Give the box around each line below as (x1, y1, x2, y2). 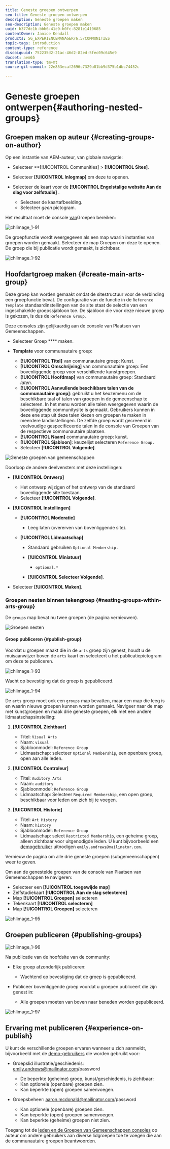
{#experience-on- (84, 1024, 144, 1032)
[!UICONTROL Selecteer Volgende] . (27, 574, 104, 580)
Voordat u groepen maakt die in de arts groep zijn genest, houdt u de (5, 647, 151, 653)
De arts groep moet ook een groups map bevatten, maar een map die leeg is (5, 698, 165, 704)
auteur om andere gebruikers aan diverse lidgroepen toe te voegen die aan (5, 1133, 162, 1139)
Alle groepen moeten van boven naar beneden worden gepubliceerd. (20, 999, 165, 1005)
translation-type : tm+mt (5, 60, 58, 65)
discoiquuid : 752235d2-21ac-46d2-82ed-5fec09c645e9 (5, 50, 117, 55)
